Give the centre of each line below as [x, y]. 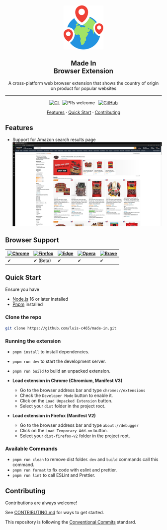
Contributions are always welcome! [41, 503]
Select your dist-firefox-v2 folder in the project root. [75, 436]
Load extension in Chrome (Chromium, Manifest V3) [67, 380]
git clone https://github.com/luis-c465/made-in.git [61, 328]
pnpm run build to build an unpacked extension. [61, 371]
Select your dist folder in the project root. [63, 406]
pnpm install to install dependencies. [51, 351]
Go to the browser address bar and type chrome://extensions [83, 390]
